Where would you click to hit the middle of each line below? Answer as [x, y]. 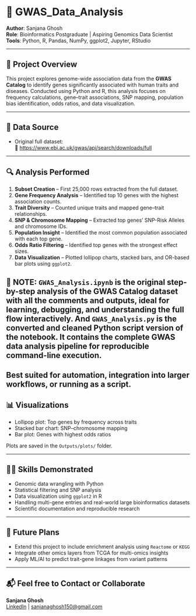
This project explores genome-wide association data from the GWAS [89, 78]
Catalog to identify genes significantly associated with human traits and [92, 85]
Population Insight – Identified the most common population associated [101, 233]
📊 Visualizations [37, 405]
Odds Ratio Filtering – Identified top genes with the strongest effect [96, 245]
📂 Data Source [32, 127]
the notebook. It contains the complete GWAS [91, 337]
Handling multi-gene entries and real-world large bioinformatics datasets [102, 502]
